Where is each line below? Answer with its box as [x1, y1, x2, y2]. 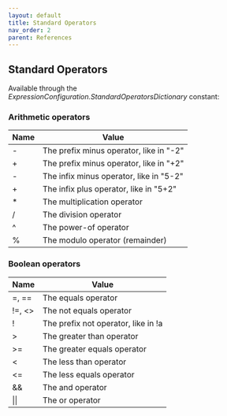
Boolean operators [8, 258, 81, 269]
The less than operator [42, 356, 127, 367]
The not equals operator [42, 305, 132, 316]
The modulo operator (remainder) [42, 235, 167, 246]
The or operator [42, 395, 101, 406]
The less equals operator [42, 369, 136, 380]
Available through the [8, 84, 77, 93]
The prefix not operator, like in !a [42, 318, 163, 329]
